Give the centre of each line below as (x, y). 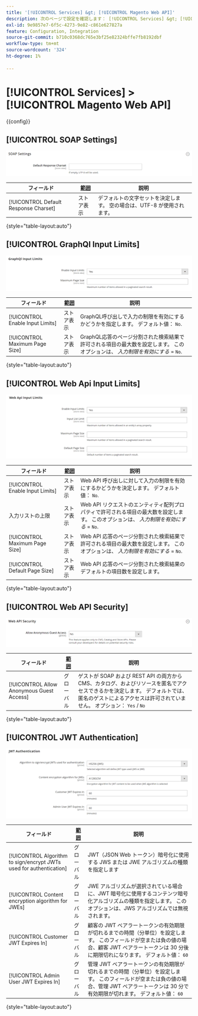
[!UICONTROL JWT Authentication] (72, 738)
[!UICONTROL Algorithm (38, 856)
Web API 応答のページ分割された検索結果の (133, 564)
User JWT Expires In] (34, 982)
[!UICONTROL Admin (34, 975)
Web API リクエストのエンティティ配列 (127, 505)
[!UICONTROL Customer (38, 936)
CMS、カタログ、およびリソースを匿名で (128, 683)
